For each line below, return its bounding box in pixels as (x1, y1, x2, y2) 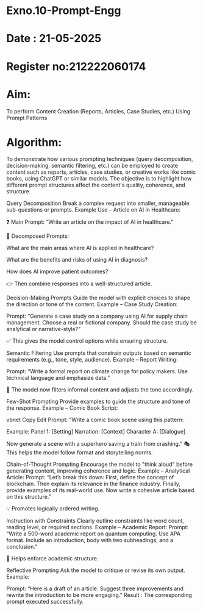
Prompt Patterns (6, 114, 48, 121)
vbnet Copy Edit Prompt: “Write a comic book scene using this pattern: (6, 416, 184, 424)
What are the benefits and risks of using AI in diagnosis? (6, 256, 148, 263)
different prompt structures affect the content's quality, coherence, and (6, 181, 186, 189)
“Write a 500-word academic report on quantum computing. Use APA (6, 530, 181, 537)
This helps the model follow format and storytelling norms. (6, 449, 154, 456)
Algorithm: (6, 135, 62, 149)
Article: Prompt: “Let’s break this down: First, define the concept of (6, 474, 174, 481)
